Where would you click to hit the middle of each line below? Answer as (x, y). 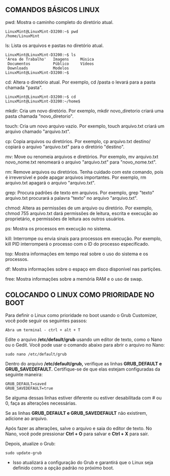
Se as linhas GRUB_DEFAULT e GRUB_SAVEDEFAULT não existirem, (76, 413)
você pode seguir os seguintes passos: (46, 321)
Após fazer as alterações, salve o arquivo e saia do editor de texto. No (79, 428)
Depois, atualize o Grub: (30, 443)
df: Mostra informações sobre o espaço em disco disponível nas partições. (83, 269)
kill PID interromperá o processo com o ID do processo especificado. (77, 244)
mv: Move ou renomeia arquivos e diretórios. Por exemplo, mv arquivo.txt (82, 156)
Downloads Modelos (38, 68)
